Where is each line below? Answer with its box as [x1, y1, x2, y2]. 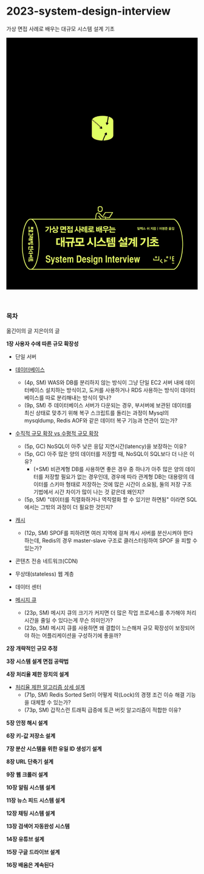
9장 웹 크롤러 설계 [6, 771, 49, 778]
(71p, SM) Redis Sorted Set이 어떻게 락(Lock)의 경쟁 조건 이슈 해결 [24, 691, 185, 698]
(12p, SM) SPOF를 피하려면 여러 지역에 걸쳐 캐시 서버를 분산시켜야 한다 [24, 529, 193, 536]
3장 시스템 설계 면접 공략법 [6, 658, 69, 665]
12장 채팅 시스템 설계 [6, 810, 55, 817]
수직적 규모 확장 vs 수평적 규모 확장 [15, 430, 99, 437]
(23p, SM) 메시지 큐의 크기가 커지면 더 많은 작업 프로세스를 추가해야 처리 [24, 609, 197, 616]
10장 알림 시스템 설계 [6, 783, 56, 791]
